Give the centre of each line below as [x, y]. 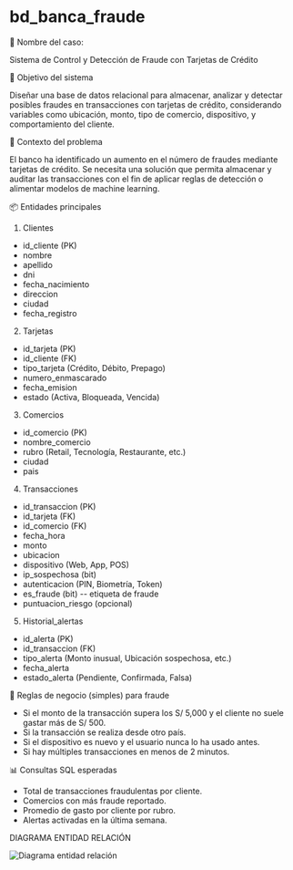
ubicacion [41, 554]
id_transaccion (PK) [59, 506]
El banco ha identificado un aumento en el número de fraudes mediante [144, 159]
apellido [37, 264]
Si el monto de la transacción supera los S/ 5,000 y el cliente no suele [153, 712]
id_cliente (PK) [50, 245]
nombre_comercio [56, 442]
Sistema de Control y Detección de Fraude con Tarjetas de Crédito [134, 59]
